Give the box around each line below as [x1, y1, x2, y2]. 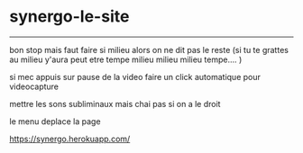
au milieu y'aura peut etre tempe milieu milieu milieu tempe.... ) [9, 54, 243, 65]
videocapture [9, 81, 60, 92]
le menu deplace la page [9, 115, 101, 127]
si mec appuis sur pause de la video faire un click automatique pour [9, 71, 262, 82]
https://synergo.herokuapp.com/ [9, 133, 131, 144]
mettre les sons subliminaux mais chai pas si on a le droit [9, 98, 221, 109]
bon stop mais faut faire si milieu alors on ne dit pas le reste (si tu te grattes [9, 44, 289, 55]
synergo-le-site [9, 6, 130, 27]
